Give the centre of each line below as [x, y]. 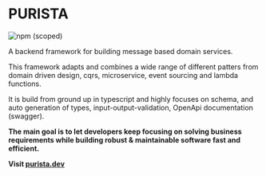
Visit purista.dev [37, 163]
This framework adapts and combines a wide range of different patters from [133, 66]
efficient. [24, 148]
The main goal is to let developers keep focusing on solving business [125, 131]
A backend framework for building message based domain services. [121, 51]
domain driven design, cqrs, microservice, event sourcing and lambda [123, 75]
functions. [25, 84]
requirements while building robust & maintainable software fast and [125, 139]
